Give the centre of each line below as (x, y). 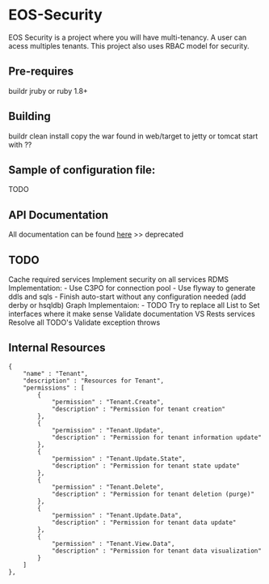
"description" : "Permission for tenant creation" (139, 409)
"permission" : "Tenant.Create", (107, 402)
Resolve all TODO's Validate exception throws (84, 322)
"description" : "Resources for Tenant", (93, 381)
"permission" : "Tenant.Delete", (107, 487)
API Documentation (59, 215)
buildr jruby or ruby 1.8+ (48, 91)
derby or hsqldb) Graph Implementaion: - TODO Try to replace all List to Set (134, 305)
